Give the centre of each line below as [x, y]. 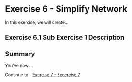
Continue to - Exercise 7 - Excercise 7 [43, 75]
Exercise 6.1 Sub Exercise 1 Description [65, 37]
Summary [20, 54]
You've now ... [19, 66]
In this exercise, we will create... [37, 22]
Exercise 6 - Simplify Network [66, 9]
